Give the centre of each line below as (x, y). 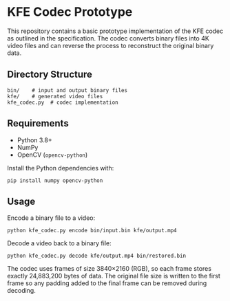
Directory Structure (50, 75)
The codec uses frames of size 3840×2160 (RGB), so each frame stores (109, 269)
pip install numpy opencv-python (55, 180)
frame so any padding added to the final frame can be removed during (107, 283)
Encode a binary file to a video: (51, 218)
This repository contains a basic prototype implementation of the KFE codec (115, 31)
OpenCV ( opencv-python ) (52, 155)
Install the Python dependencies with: (61, 168)
